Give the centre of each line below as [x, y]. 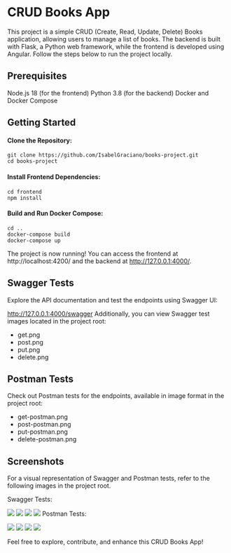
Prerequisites [37, 76]
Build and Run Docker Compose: [55, 213]
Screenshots [36, 461]
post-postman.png [44, 425]
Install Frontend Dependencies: [54, 177]
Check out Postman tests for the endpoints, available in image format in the [116, 396]
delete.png [33, 357]
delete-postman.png [47, 439]
